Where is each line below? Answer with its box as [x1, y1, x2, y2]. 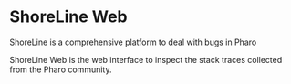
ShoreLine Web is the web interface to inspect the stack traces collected [9, 54, 283, 65]
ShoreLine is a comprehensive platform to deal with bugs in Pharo [9, 37, 257, 47]
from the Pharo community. [9, 64, 112, 75]
